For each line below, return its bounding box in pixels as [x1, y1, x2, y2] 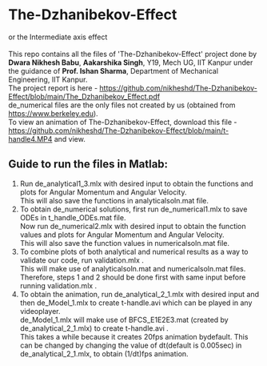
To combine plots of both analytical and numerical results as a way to [19, 247, 249, 256]
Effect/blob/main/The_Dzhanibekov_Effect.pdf [8, 91, 161, 101]
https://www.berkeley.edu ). [8, 108, 98, 118]
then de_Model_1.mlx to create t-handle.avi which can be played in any [19, 298, 253, 308]
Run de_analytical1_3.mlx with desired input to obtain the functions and [19, 179, 253, 188]
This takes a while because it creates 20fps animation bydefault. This [19, 332, 249, 341]
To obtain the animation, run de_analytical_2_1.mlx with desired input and [19, 289, 260, 299]
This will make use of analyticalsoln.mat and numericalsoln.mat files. [19, 263, 246, 273]
